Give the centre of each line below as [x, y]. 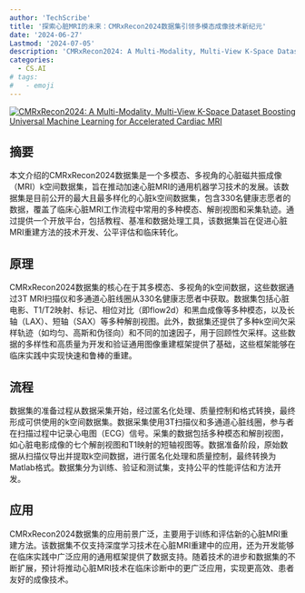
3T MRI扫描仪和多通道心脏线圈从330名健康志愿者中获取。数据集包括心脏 [153, 299]
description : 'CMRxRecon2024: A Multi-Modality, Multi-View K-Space [142, 52]
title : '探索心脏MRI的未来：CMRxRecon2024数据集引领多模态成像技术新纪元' [138, 26]
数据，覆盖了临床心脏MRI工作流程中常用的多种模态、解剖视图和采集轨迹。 [148, 209]
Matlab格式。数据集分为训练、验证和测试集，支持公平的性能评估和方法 [142, 467]
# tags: [24, 77]
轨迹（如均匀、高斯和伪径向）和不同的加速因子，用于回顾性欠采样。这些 [152, 333]
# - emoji [32, 85]
